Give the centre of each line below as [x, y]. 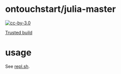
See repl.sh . [17, 66]
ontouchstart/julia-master [60, 9]
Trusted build [19, 32]
